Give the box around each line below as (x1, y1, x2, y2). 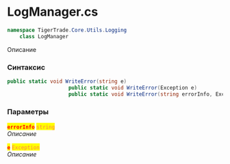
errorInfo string (7, 124, 55, 131)
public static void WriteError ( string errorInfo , (68, 90, 213, 98)
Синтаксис (7, 62, 46, 72)
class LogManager (19, 33, 69, 40)
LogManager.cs (7, 4, 99, 20)
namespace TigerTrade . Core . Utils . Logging (7, 27, 127, 33)
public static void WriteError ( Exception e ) (68, 84, 197, 91)
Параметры (7, 107, 49, 116)
